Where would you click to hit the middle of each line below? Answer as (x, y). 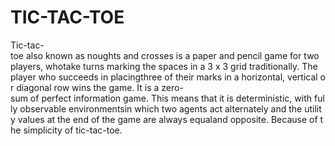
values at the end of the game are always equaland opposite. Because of (167, 119)
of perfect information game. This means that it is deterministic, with (171, 98)
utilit (313, 108)
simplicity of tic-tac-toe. (73, 130)
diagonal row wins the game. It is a (88, 87)
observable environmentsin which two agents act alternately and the (161, 108)
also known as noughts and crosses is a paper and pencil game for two (172, 55)
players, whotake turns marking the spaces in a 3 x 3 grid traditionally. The (164, 66)
